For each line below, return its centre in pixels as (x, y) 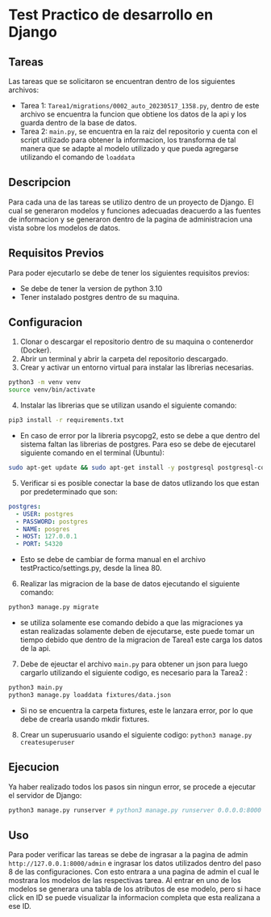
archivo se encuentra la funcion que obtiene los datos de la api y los (133, 114)
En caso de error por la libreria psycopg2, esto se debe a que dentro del (140, 436)
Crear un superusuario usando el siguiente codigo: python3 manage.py (136, 734)
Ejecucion (34, 767)
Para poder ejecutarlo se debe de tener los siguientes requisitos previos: (129, 273)
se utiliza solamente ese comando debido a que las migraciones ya (131, 623)
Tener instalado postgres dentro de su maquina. (100, 297)
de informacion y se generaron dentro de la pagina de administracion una (130, 219)
